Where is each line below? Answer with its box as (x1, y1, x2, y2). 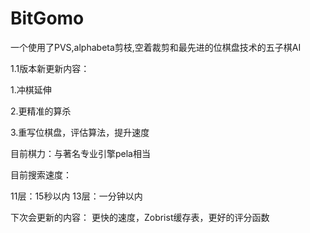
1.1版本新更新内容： (10, 62, 90, 74)
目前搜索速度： (10, 168, 72, 181)
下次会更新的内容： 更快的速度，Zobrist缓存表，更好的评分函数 (10, 211, 270, 223)
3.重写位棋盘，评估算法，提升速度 (10, 126, 150, 138)
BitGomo (10, 7, 85, 30)
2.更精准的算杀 (10, 105, 72, 117)
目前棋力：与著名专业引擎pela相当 (10, 147, 151, 159)
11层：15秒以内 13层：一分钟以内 (10, 190, 143, 202)
